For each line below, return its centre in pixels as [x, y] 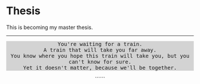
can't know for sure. [100, 62]
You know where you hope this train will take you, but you [100, 56]
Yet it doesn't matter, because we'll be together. [100, 67]
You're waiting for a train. [100, 44]
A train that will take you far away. [100, 50]
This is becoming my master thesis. [50, 27]
